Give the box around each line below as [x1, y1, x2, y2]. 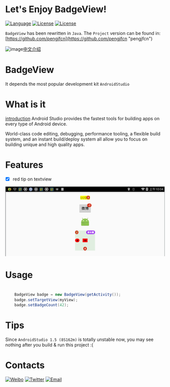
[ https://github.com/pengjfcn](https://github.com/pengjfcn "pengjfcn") [5, 36, 153, 42]
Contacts [5, 360, 45, 371]
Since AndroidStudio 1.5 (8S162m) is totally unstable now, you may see [5, 336, 154, 343]
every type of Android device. [5, 121, 67, 127]
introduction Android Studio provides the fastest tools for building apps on [5, 115, 160, 121]
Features [5, 159, 44, 170]
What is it [5, 99, 46, 110]
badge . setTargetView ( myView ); [14, 297, 78, 302]
